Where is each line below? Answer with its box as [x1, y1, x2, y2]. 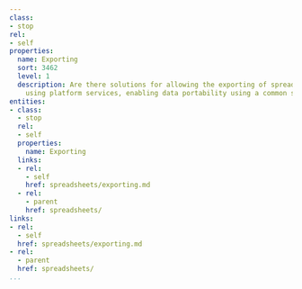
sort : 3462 [17, 64, 58, 73]
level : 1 [17, 72, 50, 81]
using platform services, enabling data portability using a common [25, 88, 288, 97]
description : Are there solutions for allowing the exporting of [17, 80, 268, 89]
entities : [9, 96, 47, 106]
